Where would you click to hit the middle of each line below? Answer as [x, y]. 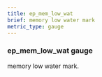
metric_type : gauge [36, 26]
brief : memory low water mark [51, 20]
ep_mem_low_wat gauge [50, 51]
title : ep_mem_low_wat [40, 14]
